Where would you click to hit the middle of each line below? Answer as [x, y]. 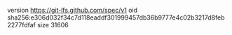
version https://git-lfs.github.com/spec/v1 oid [73, 10]
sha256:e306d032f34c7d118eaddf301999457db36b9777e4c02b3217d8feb [116, 17]
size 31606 [53, 25]
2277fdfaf [22, 25]
